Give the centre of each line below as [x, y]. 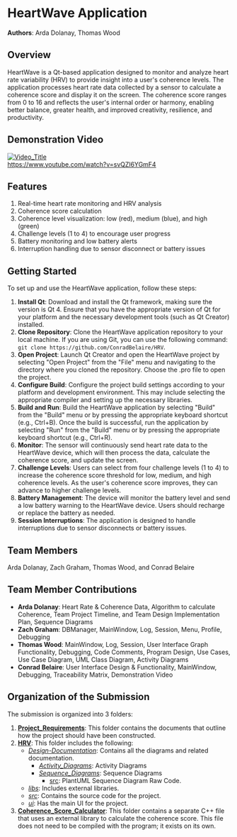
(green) [29, 226]
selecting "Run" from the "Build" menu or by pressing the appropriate [119, 430]
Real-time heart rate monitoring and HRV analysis [89, 204]
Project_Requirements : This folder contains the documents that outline [122, 728]
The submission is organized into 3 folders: [70, 714]
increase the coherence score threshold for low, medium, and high [114, 475]
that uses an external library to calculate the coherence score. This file [121, 818]
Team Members [42, 550]
